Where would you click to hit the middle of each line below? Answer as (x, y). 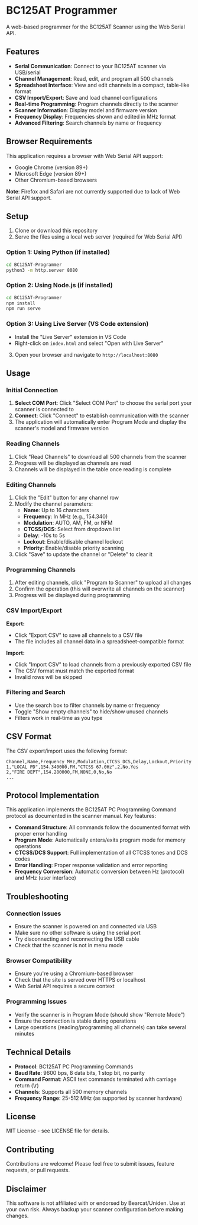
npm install (21, 303)
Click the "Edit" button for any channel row (67, 497)
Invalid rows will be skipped (48, 677)
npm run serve (24, 309)
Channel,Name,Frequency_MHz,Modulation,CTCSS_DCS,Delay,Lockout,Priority (99, 761)
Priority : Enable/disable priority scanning (74, 548)
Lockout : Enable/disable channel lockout (73, 541)
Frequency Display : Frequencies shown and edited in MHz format (95, 116)
